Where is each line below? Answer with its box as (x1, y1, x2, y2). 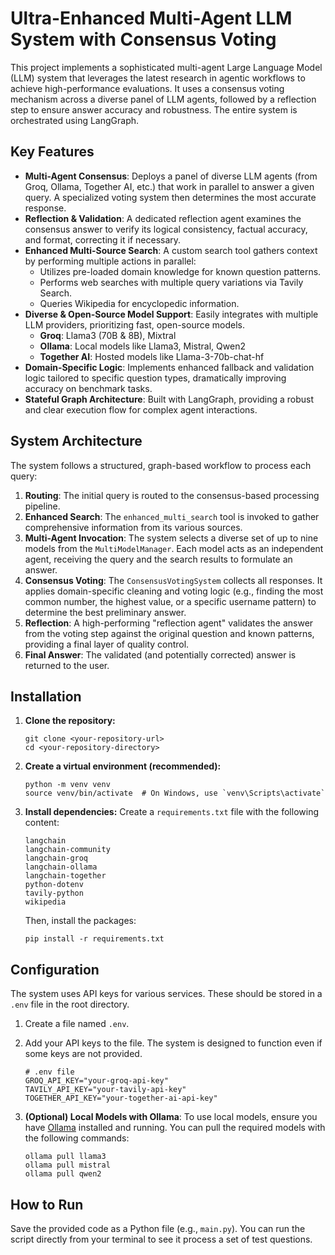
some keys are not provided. (24, 1048, 143, 1060)
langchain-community (24, 845, 111, 855)
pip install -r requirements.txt (24, 934, 165, 944)
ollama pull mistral (24, 1160, 111, 1171)
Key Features (10, 143, 95, 161)
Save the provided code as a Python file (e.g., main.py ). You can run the (10, 1223, 306, 1234)
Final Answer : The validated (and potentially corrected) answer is (24, 648, 297, 661)
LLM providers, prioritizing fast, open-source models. (24, 318, 246, 331)
